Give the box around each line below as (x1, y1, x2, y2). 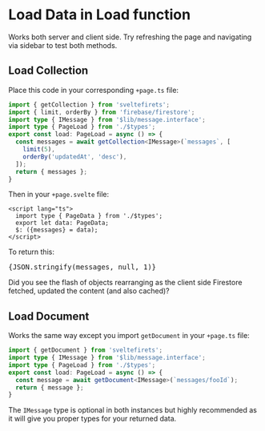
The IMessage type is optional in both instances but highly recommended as (8, 405, 258, 415)
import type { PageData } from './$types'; (15, 212, 163, 220)
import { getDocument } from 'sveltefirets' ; (8, 346, 163, 354)
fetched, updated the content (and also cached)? (8, 286, 170, 296)
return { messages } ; (15, 167, 88, 175)
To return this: (8, 247, 54, 257)
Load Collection (8, 64, 89, 78)
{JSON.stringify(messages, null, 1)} (8, 263, 157, 272)
